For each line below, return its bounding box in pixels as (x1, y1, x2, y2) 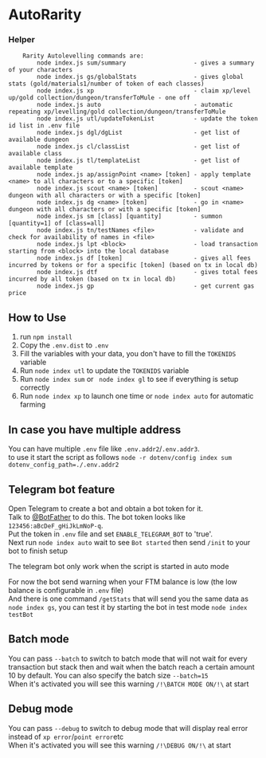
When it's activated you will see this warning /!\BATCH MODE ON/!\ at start (8, 679, 249, 689)
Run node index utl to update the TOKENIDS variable (19, 366, 190, 375)
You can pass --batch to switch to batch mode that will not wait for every (8, 654, 248, 663)
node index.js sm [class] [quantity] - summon (37, 213, 223, 221)
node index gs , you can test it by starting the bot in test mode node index (8, 602, 248, 611)
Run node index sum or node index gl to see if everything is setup (19, 375, 239, 384)
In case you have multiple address (8, 422, 182, 436)
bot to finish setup (8, 546, 68, 556)
